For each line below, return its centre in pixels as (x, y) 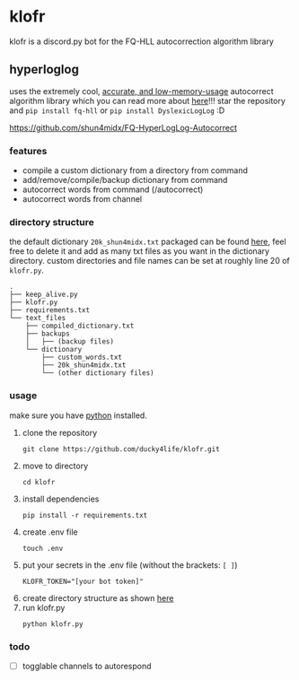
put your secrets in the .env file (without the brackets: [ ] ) (130, 565)
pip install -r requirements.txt (85, 515)
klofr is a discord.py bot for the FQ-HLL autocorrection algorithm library (141, 41)
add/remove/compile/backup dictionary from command (125, 180)
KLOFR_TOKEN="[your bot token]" (83, 581)
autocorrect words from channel (82, 199)
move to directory (55, 466)
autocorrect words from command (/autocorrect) (113, 189)
